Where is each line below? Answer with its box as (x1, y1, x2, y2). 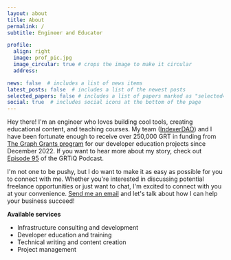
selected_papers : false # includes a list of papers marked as (7, 92, 192, 100)
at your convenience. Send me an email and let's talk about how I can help (7, 190, 218, 198)
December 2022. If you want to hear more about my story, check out (7, 147, 202, 155)
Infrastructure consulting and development (16, 224, 139, 232)
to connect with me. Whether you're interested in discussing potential (7, 175, 204, 183)
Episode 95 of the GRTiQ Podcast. (7, 154, 104, 162)
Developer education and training (16, 231, 112, 239)
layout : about (7, 10, 48, 17)
